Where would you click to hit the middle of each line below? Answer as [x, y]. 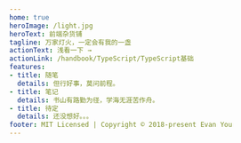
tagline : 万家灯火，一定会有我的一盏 [70, 42]
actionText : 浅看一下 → [50, 51]
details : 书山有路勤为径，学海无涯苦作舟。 [88, 100]
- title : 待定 [34, 108]
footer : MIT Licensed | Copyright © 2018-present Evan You [121, 125]
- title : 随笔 [34, 75]
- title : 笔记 [34, 91]
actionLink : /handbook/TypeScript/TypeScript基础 [101, 59]
